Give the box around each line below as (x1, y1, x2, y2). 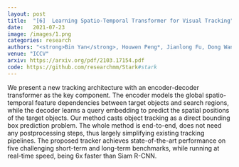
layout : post (7, 10, 46, 18)
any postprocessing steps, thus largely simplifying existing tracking (7, 128, 205, 137)
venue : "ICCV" (7, 51, 50, 58)
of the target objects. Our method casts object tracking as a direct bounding (7, 113, 230, 122)
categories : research (7, 37, 72, 44)
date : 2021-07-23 (7, 24, 65, 31)
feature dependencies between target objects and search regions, (35, 98, 229, 107)
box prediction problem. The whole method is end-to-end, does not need (7, 121, 222, 129)
